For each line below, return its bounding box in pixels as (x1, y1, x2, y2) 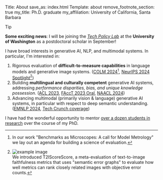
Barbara (5, 15, 21, 20)
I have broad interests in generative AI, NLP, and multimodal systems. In (5, 48, 149, 54)
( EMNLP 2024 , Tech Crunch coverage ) (12, 106, 90, 112)
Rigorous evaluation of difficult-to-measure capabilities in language (12, 63, 150, 68)
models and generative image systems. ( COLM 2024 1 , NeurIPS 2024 (12, 68, 150, 75)
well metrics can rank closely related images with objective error (12, 164, 142, 170)
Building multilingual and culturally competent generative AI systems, (12, 80, 154, 86)
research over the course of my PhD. (5, 120, 79, 126)
